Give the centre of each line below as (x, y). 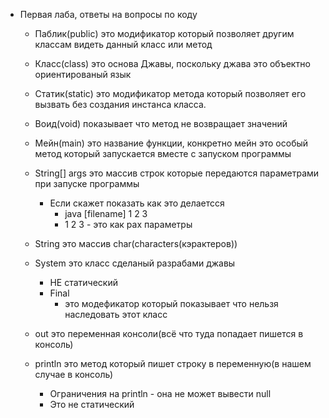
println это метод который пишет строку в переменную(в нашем (173, 363)
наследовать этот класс (116, 314)
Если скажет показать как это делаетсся (137, 203)
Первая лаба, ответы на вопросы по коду (108, 14)
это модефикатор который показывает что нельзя (171, 303)
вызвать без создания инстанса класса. (120, 104)
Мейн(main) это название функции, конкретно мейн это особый (171, 143)
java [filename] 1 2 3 (106, 213)
